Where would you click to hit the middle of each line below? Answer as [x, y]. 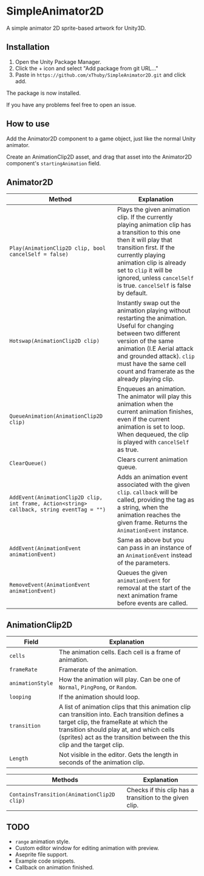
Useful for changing [146, 326]
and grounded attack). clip [156, 356]
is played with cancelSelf [153, 442]
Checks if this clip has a [160, 790]
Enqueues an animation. [151, 389]
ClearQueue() [28, 464]
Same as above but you [151, 540]
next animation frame [148, 596]
